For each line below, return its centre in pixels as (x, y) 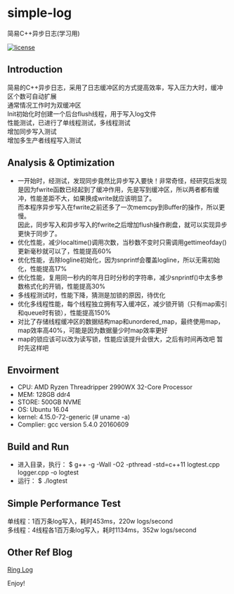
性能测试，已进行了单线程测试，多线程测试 (69, 122)
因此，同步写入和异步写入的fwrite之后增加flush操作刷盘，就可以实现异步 (122, 225)
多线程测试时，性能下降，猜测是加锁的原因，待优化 (91, 295)
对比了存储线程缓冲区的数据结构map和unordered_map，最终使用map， (121, 321)
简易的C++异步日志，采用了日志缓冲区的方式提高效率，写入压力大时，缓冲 (115, 87)
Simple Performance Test (64, 504)
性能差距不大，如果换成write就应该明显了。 (93, 198)
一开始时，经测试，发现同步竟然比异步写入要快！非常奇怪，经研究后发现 (122, 180)
